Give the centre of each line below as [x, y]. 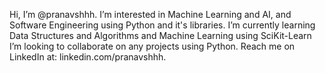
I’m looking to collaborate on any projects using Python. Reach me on [152, 46]
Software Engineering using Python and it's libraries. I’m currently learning [162, 25]
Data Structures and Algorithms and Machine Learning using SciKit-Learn [160, 35]
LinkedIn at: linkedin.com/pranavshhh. [88, 57]
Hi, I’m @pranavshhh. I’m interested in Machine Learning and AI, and [150, 14]
